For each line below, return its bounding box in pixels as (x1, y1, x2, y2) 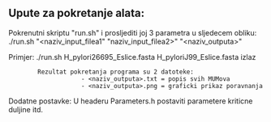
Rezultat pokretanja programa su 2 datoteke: (37, 68, 195, 76)
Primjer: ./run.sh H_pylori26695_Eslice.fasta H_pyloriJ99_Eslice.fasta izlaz (8, 52, 256, 61)
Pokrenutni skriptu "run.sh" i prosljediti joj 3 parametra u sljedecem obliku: (8, 27, 257, 37)
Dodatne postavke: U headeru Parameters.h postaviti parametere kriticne (8, 96, 253, 106)
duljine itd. (8, 104, 43, 114)
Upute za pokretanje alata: (8, 6, 144, 20)
